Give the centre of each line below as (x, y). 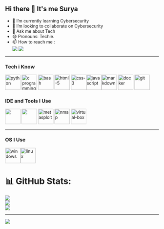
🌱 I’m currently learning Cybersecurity (51, 21)
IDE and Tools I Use (28, 101)
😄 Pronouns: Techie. (33, 36)
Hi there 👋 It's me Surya (41, 9)
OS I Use (15, 140)
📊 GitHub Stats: (38, 181)
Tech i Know (20, 66)
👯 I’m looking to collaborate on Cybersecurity (58, 26)
